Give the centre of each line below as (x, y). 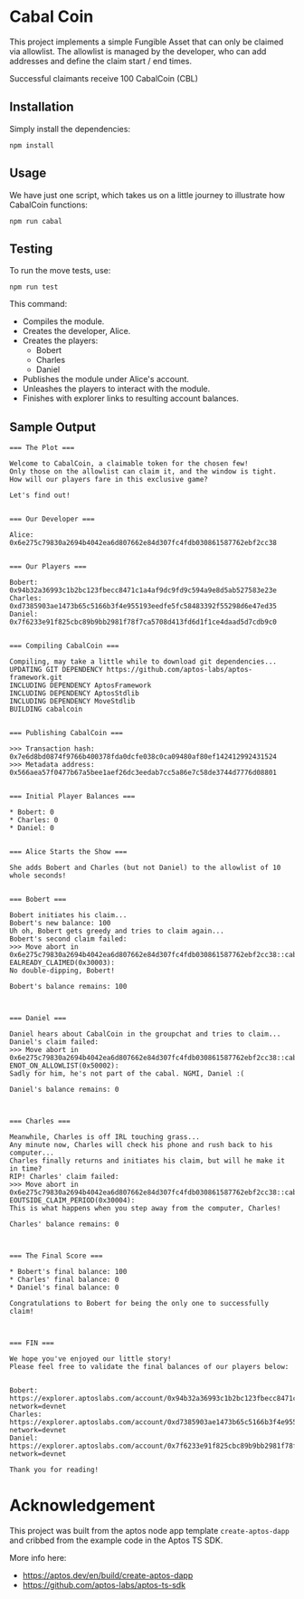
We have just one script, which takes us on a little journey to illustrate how (147, 195)
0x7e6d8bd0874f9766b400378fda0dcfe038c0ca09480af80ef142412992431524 (143, 757)
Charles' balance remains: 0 (64, 1224)
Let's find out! (40, 495)
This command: (38, 304)
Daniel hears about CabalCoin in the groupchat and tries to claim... (145, 1034)
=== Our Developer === (52, 519)
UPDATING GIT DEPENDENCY (56, 670)
